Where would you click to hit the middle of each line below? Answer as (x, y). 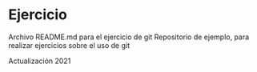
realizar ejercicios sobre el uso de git (69, 45)
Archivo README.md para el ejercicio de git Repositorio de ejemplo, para (129, 37)
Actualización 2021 (40, 61)
